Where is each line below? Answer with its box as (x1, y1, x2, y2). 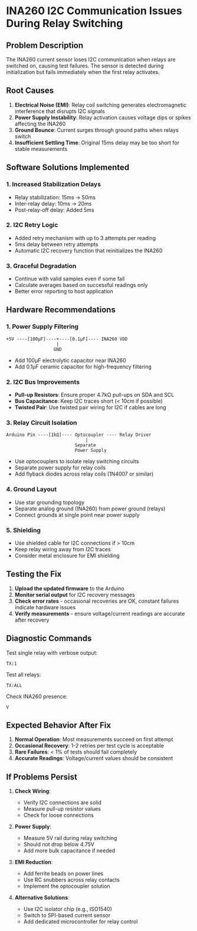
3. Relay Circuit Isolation (6, 419, 77, 426)
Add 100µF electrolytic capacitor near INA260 (14, 357, 127, 364)
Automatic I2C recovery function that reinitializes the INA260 (14, 247, 163, 254)
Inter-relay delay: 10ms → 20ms (14, 200, 92, 207)
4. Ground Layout (6, 485, 57, 493)
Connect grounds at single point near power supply (14, 511, 140, 518)
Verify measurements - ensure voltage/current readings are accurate (14, 610, 185, 617)
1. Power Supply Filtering (6, 322, 78, 331)
